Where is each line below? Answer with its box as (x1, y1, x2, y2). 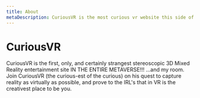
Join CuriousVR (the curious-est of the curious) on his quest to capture (6, 72, 181, 79)
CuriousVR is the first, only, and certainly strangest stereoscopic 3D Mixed (6, 60, 190, 67)
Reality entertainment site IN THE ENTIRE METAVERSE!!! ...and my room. (6, 66, 184, 73)
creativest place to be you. (6, 85, 72, 93)
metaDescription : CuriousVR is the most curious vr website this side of (6, 14, 195, 20)
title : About (6, 8, 39, 15)
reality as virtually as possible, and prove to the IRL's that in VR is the (6, 79, 176, 86)
